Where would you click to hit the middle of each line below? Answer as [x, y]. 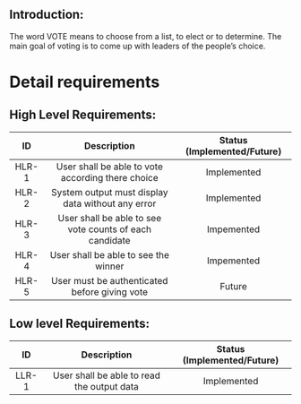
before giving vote [110, 292]
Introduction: [47, 15]
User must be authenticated [109, 280]
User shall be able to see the [110, 254]
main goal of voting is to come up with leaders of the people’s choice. [138, 46]
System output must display [109, 192]
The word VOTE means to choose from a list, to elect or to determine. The [146, 36]
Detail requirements [85, 82]
